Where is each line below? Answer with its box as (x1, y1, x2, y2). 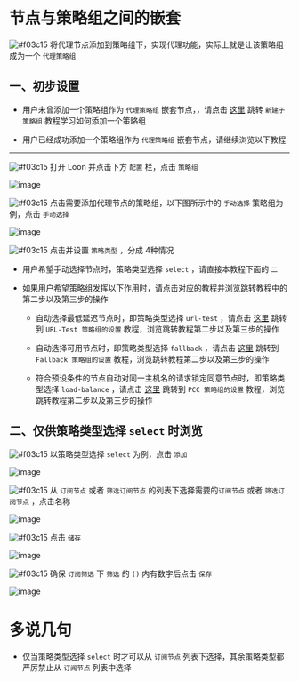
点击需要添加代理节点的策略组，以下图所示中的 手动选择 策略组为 (50, 197, 284, 208)
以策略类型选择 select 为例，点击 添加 (50, 448, 188, 459)
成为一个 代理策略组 (9, 50, 77, 60)
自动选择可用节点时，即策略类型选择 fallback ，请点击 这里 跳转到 (35, 342, 279, 353)
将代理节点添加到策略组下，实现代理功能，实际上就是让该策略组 (50, 39, 284, 50)
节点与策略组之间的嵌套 (9, 8, 182, 28)
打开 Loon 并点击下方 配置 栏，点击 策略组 (50, 161, 198, 172)
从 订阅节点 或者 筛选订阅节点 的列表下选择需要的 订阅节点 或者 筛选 (50, 485, 279, 495)
